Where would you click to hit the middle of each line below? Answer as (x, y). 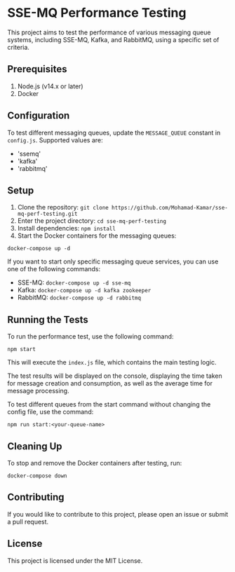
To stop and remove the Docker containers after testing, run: (95, 463)
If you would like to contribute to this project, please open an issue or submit (118, 514)
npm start (22, 349)
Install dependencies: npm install (66, 229)
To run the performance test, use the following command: (90, 336)
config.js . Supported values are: (55, 140)
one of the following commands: (54, 269)
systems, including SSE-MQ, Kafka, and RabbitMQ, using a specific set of (113, 39)
